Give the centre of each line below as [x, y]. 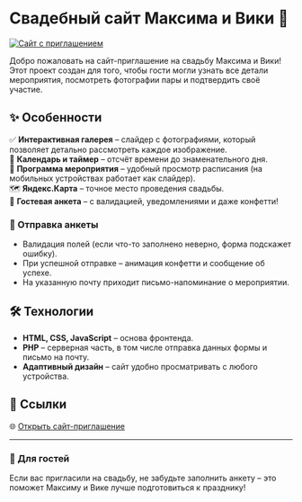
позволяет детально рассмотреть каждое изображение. [118, 149]
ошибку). [40, 254]
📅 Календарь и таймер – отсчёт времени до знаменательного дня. [138, 159]
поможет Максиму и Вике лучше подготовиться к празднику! [128, 487]
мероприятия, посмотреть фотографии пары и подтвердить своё [135, 79]
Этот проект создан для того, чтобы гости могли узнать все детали [139, 70]
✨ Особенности [56, 117]
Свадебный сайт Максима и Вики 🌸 [149, 18]
